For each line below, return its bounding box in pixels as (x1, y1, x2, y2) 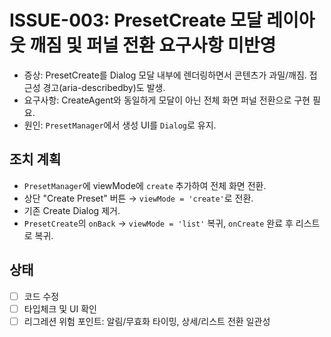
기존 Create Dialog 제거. (23, 204, 121, 216)
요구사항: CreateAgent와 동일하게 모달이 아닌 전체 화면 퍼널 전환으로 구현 (23, 94, 311, 106)
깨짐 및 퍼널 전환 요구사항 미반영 (29, 34, 277, 57)
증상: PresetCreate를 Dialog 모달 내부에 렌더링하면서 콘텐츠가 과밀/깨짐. (23, 69, 307, 81)
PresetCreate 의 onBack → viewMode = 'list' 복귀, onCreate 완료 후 (23, 217, 294, 229)
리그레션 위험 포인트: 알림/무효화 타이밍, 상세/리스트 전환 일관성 (23, 315, 271, 327)
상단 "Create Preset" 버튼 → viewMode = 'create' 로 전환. (23, 192, 254, 204)
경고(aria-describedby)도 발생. (42, 81, 166, 93)
